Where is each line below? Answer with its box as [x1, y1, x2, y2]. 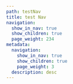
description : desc [11, 69, 58, 75]
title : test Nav [6, 14, 46, 20]
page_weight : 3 [17, 63, 55, 70]
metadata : [6, 42, 31, 48]
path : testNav [6, 8, 42, 15]
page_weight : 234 [11, 36, 55, 42]
